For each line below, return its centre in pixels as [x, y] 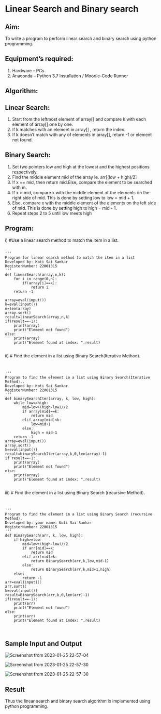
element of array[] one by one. [43, 124]
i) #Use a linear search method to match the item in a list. [62, 240]
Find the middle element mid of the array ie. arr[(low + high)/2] [74, 177]
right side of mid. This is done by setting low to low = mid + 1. [73, 198]
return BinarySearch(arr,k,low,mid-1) [70, 561]
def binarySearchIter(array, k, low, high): [51, 399]
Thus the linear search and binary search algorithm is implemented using [78, 701]
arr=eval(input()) [23, 582]
